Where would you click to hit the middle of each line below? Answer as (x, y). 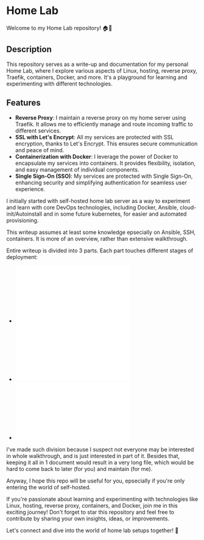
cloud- (188, 207)
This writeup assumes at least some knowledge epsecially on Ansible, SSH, (101, 232)
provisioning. (23, 220)
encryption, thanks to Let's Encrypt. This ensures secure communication (106, 144)
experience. (30, 189)
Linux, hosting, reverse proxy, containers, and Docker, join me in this (92, 505)
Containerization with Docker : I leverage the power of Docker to (97, 156)
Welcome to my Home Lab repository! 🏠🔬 (59, 27)
